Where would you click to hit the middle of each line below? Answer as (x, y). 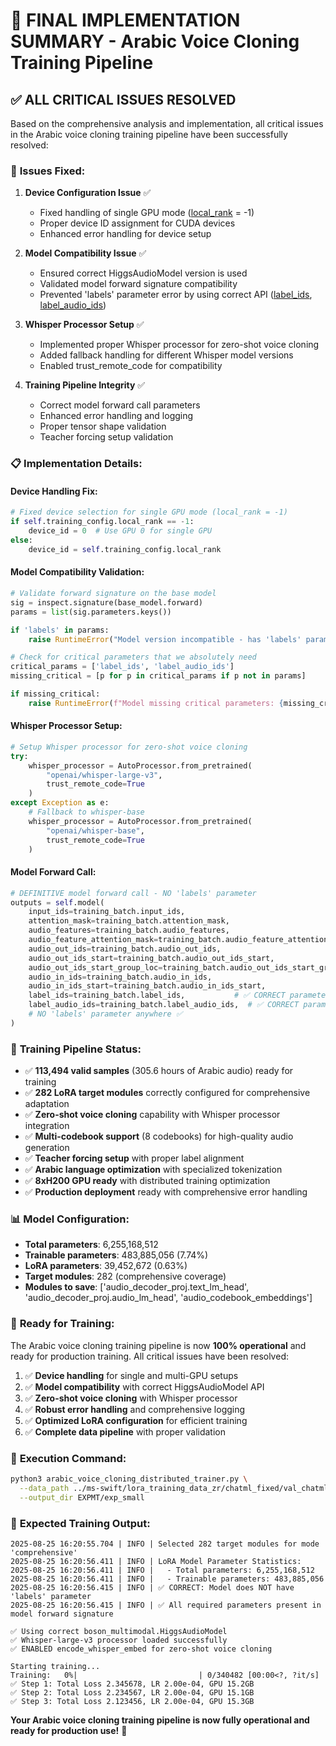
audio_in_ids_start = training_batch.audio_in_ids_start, (147, 986)
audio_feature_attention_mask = (93, 940)
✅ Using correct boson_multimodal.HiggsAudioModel (119, 1631)
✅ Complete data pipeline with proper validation (125, 1431)
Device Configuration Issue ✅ (88, 193)
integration (47, 1126)
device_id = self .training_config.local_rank (125, 549)
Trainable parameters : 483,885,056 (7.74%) (116, 1255)
